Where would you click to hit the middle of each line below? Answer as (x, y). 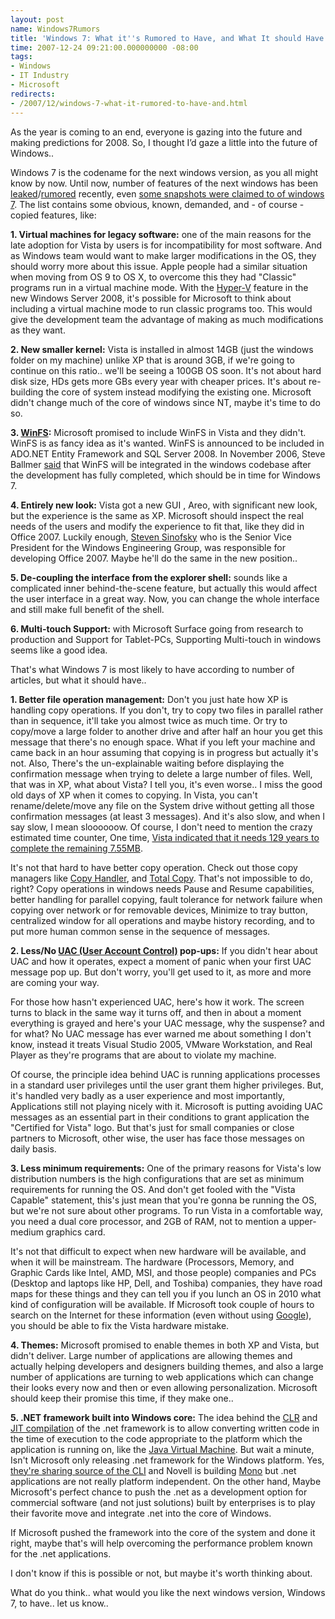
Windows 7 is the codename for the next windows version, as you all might (164, 172)
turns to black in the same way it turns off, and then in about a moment (156, 1012)
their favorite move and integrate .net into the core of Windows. (141, 1513)
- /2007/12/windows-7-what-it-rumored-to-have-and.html (129, 103)
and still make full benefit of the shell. (87, 609)
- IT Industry (40, 76)
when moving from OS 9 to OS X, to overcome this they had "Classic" (153, 277)
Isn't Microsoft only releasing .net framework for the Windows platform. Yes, (167, 1460)
